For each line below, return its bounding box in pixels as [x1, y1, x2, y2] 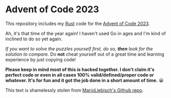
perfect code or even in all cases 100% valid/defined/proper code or [5, 71, 154, 78]
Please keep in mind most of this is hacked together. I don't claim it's [5, 66, 155, 72]
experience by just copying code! [5, 56, 76, 62]
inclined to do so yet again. [5, 36, 63, 42]
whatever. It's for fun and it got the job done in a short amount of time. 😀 [5, 77, 164, 83]
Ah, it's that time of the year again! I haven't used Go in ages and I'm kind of [5, 30, 166, 36]
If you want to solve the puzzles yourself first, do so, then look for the [5, 45, 153, 52]
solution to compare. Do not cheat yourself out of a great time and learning [5, 51, 164, 57]
